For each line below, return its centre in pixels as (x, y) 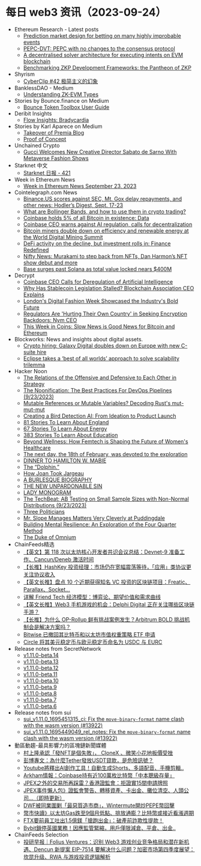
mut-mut (34, 409)
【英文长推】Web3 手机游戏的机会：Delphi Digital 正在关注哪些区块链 (109, 604)
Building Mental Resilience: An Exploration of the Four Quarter (100, 524)
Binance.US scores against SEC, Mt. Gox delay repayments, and (103, 198)
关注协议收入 (39, 574)
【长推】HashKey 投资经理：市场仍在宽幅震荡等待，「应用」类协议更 (107, 567)
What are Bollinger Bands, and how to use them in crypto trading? (105, 212)
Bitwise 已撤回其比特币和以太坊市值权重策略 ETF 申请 (89, 634)
